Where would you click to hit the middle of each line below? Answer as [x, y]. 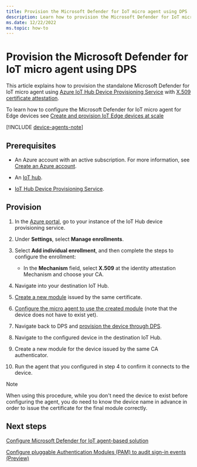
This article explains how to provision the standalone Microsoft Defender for [98, 86]
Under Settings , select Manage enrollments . [69, 239]
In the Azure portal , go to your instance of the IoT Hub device [89, 221]
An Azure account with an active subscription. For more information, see [102, 160]
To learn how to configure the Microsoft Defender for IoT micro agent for [94, 110]
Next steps [26, 426]
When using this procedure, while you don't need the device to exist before [97, 395]
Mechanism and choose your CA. [64, 274]
